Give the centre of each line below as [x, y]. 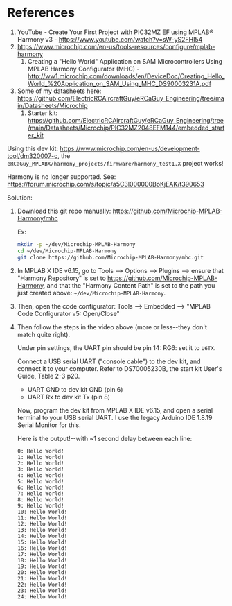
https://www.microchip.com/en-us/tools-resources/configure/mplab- [116, 46]
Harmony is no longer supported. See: [62, 176]
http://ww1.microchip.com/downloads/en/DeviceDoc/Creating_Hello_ [126, 76]
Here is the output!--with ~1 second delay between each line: [105, 438]
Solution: [20, 197]
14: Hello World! [42, 536]
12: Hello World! [42, 524]
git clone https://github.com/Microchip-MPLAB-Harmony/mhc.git [110, 257]
